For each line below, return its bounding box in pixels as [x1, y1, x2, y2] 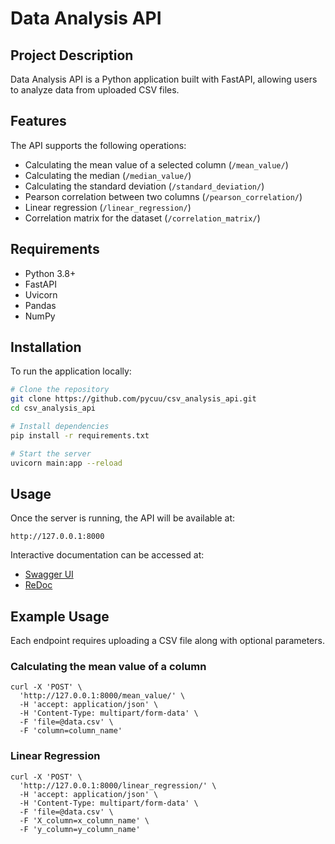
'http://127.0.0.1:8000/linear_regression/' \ [19, 780, 217, 791]
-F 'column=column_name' [19, 726, 123, 736]
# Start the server [10, 448, 92, 459]
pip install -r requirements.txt [10, 430, 150, 441]
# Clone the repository [10, 385, 110, 395]
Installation [10, 339, 82, 356]
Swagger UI [24, 568, 74, 581]
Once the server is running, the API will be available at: [10, 512, 236, 524]
